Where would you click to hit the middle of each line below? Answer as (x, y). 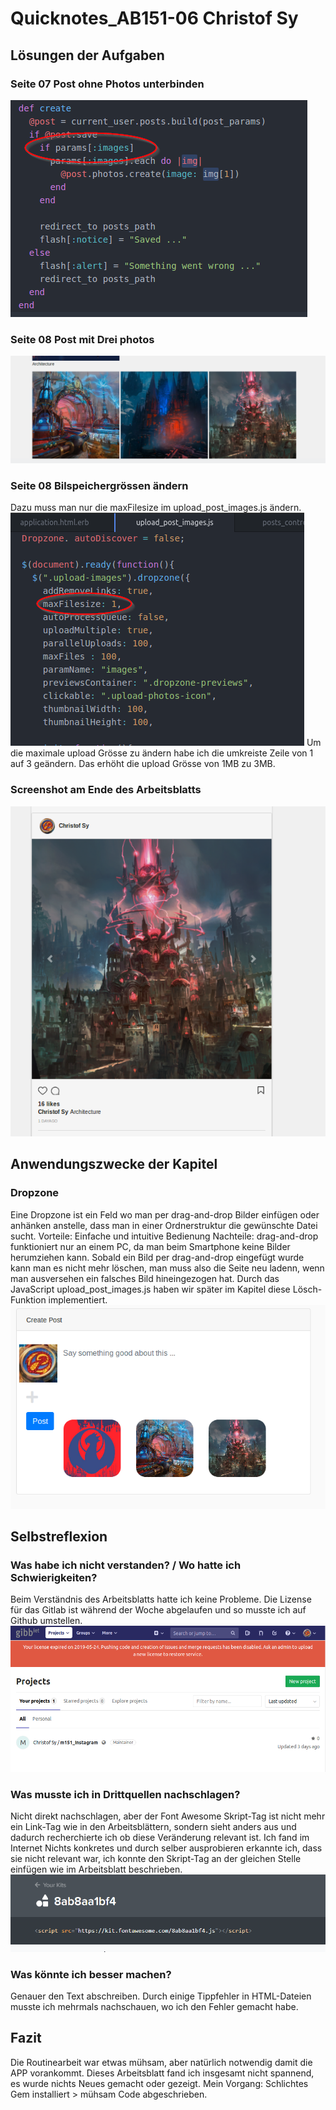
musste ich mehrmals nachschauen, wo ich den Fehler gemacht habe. (154, 2006)
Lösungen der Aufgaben (87, 55)
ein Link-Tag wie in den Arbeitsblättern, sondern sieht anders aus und (153, 1827)
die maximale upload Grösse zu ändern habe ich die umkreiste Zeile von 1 (162, 753)
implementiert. (78, 1299)
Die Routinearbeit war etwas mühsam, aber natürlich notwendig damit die (161, 2062)
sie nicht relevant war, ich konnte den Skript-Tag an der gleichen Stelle (156, 1859)
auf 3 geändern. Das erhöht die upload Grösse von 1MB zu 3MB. (143, 764)
